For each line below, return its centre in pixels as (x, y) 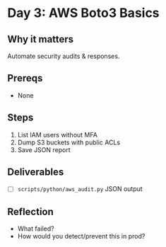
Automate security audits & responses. (64, 56)
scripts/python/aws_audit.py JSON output (80, 189)
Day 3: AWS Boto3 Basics (84, 13)
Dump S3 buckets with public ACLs (69, 142)
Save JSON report (44, 149)
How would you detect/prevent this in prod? (81, 236)
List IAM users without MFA (57, 134)
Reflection (31, 211)
